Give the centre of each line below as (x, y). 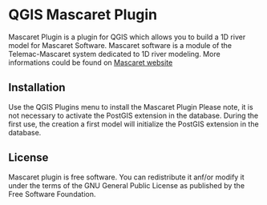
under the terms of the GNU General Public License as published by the (127, 185)
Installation (37, 88)
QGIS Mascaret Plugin (83, 15)
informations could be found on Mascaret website (91, 62)
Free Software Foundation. (52, 194)
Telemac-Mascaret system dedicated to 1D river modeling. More (114, 54)
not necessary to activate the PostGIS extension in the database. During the (133, 115)
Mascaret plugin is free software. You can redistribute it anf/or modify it (126, 177)
